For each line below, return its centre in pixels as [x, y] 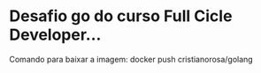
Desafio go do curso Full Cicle [121, 16]
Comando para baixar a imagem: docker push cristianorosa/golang [131, 59]
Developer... [55, 35]
